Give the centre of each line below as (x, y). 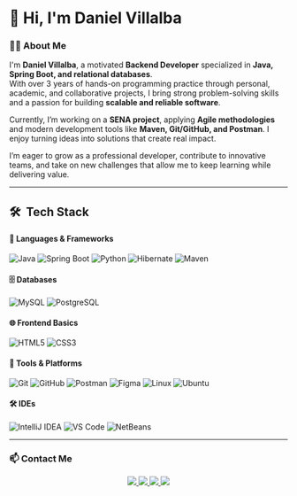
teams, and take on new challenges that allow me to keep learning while (140, 165)
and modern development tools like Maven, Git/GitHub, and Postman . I (139, 129)
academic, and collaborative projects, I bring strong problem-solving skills (144, 93)
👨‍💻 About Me (38, 46)
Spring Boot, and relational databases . (81, 74)
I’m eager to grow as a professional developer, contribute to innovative (138, 156)
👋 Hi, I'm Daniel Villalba (96, 18)
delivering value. (39, 174)
